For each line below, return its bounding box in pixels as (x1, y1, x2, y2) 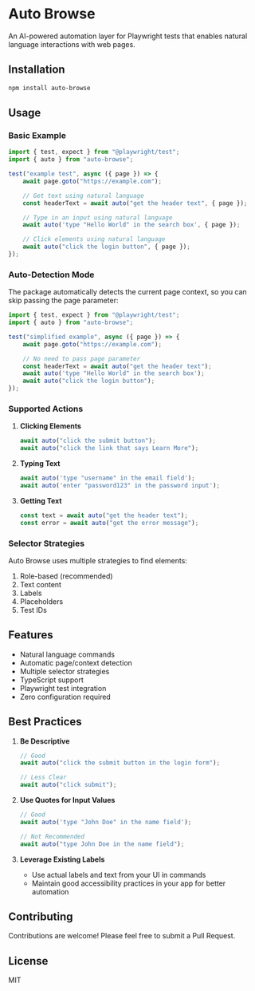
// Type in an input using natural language (22, 213, 173, 222)
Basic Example (8, 129, 66, 140)
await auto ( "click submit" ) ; (19, 781, 117, 789)
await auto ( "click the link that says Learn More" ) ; (19, 444, 199, 452)
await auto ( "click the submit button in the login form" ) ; (19, 759, 221, 767)
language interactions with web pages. (8, 39, 135, 49)
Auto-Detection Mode (8, 269, 95, 280)
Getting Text (19, 495, 62, 505)
